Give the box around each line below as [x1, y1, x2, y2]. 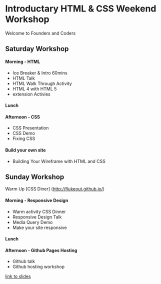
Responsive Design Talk [12, 213, 62, 220]
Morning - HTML [5, 58, 40, 64]
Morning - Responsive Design [5, 197, 68, 203]
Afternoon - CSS [5, 113, 40, 120]
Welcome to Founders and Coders [5, 30, 76, 36]
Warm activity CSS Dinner [12, 208, 66, 214]
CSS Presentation [12, 125, 49, 131]
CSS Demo [12, 130, 35, 136]
